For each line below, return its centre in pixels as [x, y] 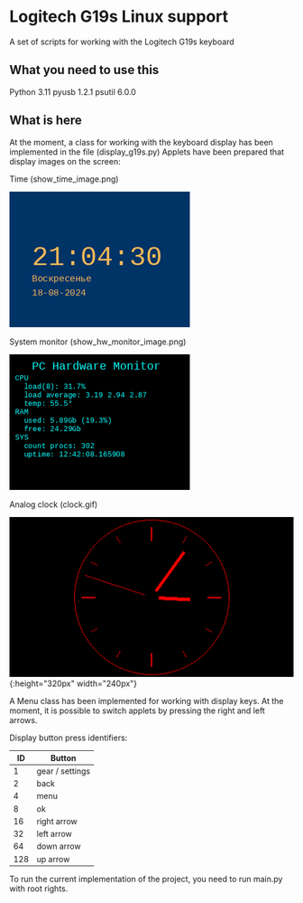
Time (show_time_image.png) [64, 179]
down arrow [59, 846]
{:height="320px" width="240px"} [73, 683]
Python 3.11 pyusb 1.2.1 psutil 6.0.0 [73, 91]
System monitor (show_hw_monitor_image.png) [98, 342]
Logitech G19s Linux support [119, 17]
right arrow [57, 821]
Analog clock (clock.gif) [54, 504]
